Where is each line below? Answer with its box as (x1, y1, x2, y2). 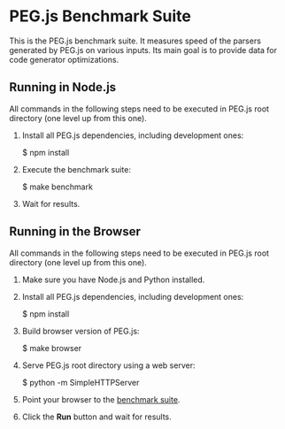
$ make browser (21, 342, 82, 353)
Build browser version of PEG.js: (21, 326, 140, 336)
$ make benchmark (21, 181, 93, 192)
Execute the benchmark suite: (21, 164, 131, 174)
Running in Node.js (9, 80, 117, 95)
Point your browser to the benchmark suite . (21, 394, 181, 404)
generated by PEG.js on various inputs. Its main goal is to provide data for (9, 44, 277, 55)
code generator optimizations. (9, 54, 119, 65)
